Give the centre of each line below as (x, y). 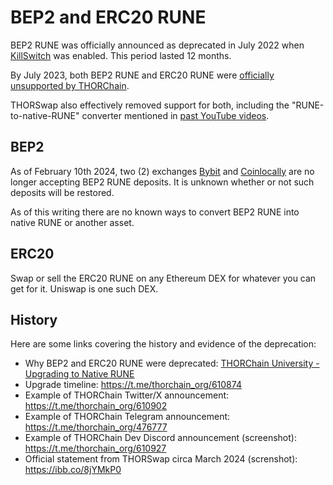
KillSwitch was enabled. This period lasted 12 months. (121, 55)
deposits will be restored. (62, 192)
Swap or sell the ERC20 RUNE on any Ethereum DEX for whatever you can (163, 278)
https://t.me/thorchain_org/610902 (96, 406)
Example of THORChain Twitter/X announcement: (127, 395)
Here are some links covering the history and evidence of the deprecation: (163, 344)
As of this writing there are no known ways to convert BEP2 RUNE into (155, 212)
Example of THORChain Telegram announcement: (127, 417)
